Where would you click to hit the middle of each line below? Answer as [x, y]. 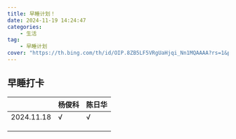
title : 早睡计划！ [32, 14]
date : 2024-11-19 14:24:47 [47, 20]
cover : [17, 53]
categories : [25, 27]
